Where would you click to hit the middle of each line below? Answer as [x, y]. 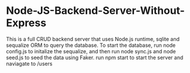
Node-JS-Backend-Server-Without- [96, 11]
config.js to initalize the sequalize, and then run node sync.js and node [91, 51]
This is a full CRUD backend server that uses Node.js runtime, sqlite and [93, 39]
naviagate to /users [29, 63]
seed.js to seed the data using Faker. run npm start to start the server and [95, 57]
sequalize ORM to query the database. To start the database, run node [91, 45]
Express [26, 23]
